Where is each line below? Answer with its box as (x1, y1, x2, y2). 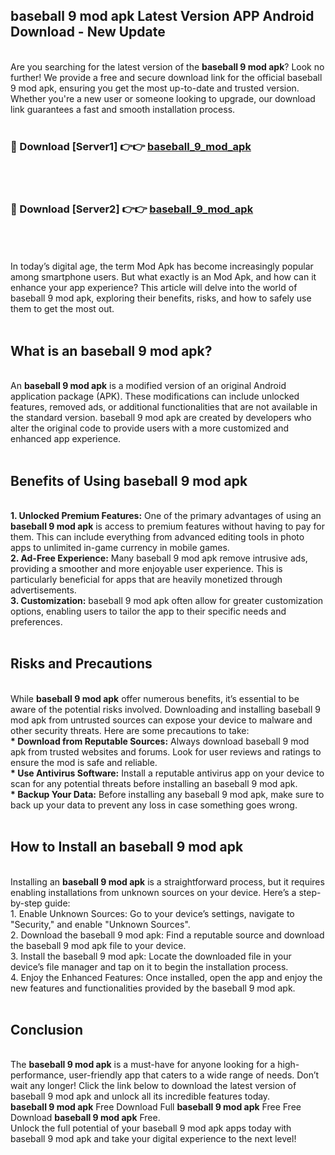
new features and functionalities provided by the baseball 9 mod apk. (10, 982, 296, 994)
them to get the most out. (10, 303, 115, 315)
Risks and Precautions (10, 655, 153, 673)
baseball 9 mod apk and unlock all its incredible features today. (10, 1090, 271, 1103)
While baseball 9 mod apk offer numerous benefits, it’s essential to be (10, 692, 300, 704)
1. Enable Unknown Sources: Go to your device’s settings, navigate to (10, 907, 295, 919)
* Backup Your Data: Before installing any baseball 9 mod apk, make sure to (10, 788, 325, 800)
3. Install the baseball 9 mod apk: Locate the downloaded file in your (10, 950, 292, 962)
